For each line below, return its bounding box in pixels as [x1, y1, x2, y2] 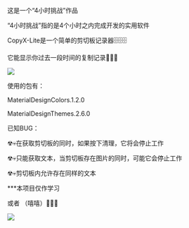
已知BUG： [7, 124, 40, 132]
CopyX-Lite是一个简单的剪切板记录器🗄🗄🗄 [7, 36, 128, 44]
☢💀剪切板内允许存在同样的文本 [7, 169, 96, 177]
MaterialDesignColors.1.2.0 [7, 96, 85, 104]
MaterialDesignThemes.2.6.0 [7, 109, 91, 118]
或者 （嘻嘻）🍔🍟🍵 [7, 199, 58, 207]
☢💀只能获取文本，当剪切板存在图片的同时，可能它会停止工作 [7, 154, 183, 162]
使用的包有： [7, 82, 44, 90]
